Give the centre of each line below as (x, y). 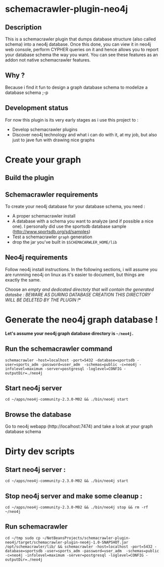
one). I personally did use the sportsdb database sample (69, 226)
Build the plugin (29, 178)
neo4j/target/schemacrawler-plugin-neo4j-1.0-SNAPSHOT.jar (67, 542)
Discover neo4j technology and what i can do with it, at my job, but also (84, 134)
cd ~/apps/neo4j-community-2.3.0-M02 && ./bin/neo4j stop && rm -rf (77, 507)
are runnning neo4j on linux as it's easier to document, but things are (75, 275)
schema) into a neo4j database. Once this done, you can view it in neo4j (78, 44)
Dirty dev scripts (40, 452)
